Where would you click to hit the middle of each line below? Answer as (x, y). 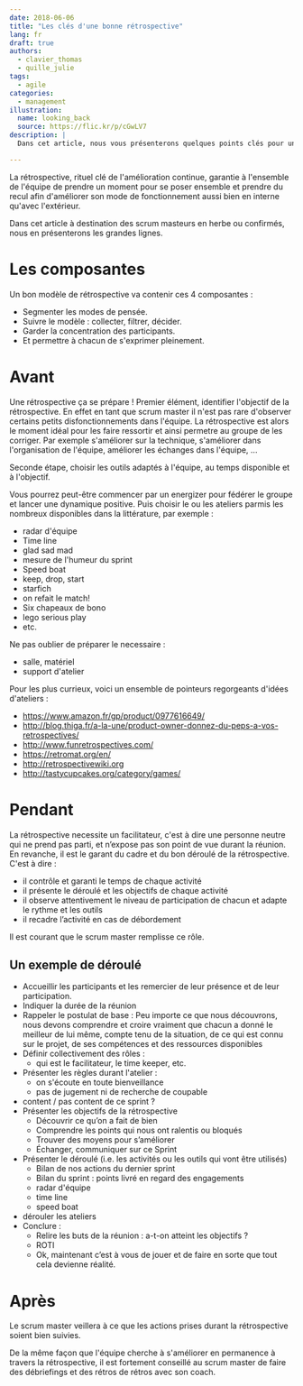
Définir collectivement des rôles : (84, 1054)
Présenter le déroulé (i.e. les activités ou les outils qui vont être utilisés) (155, 1159)
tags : (19, 77)
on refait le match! (56, 598)
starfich (37, 588)
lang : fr (26, 34)
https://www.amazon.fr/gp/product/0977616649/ (114, 716)
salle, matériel (48, 661)
